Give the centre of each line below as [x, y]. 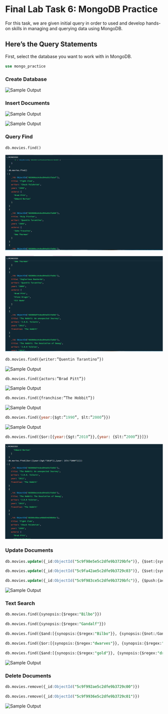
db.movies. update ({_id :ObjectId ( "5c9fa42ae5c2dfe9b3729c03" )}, [72, 571]
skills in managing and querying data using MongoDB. [67, 28]
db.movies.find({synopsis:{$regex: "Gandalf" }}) [56, 624]
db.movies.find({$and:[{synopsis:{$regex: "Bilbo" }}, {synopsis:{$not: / [81, 634]
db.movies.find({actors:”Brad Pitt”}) [45, 379]
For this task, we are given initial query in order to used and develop [75, 23]
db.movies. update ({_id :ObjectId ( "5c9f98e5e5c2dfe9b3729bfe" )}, [72, 561]
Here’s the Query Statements [51, 44]
